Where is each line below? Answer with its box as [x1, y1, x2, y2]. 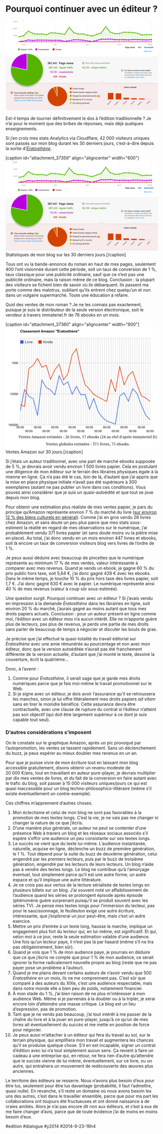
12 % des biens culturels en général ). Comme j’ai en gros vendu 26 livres [5, 515, 151, 521]
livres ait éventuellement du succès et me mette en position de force [12, 1022, 150, 1028]
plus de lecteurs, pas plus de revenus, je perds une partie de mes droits [5, 621, 149, 627]
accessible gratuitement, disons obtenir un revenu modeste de [5, 765, 130, 771]
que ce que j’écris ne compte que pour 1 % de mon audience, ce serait [12, 954, 154, 960]
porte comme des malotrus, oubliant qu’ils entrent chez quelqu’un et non [5, 287, 151, 293]
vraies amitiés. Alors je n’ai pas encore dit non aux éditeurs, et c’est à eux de [5, 1104, 158, 1110]
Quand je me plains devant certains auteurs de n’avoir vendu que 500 [12, 970, 152, 976]
